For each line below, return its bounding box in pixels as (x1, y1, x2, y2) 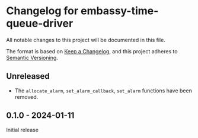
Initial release (6, 126, 39, 133)
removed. (14, 93, 39, 100)
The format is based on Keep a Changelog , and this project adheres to (6, 47, 178, 54)
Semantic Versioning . (6, 54, 58, 61)
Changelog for (6, 4, 79, 18)
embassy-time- (81, 4, 159, 18)
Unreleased (6, 71, 50, 81)
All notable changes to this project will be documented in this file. (6, 36, 166, 43)
